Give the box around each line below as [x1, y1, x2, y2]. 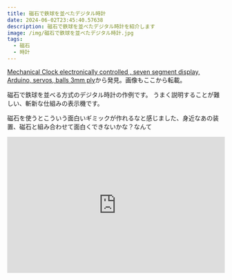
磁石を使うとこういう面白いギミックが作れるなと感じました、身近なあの [7, 113, 213, 122]
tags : [7, 36, 23, 43]
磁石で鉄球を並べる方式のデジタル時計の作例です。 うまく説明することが [7, 91, 214, 99]
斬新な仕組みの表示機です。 [25, 99, 104, 107]
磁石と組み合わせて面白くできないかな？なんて [19, 122, 152, 131]
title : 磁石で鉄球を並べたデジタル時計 [7, 10, 106, 17]
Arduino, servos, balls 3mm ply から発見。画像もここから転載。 [7, 75, 186, 84]
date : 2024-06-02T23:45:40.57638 [7, 17, 104, 24]
